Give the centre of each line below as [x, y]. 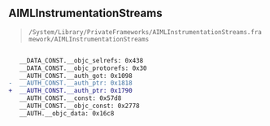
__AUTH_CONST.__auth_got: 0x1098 [76, 76]
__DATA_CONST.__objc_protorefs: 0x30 [83, 68]
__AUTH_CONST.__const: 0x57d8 [70, 98]
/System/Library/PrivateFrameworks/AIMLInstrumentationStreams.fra [145, 32]
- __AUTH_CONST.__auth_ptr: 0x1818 [70, 83]
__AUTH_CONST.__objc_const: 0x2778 [79, 106]
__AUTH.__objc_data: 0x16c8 [67, 113]
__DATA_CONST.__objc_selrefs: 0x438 [81, 60]
